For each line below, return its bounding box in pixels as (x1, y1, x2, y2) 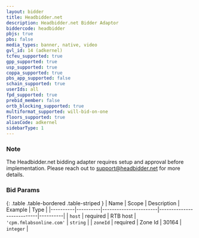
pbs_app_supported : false (6, 75, 71, 81)
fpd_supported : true (6, 92, 58, 98)
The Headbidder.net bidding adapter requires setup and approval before (6, 159, 184, 166)
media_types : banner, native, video (6, 42, 97, 48)
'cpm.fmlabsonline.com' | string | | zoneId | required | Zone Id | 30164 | (6, 218, 182, 225)
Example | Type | (6, 206, 48, 213)
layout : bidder (6, 8, 44, 15)
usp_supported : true (6, 64, 58, 70)
